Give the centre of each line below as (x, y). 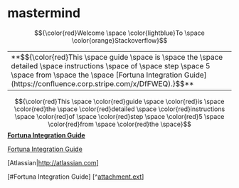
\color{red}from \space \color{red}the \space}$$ (119, 124)
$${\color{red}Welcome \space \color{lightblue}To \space (119, 33)
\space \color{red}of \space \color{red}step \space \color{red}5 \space (119, 116)
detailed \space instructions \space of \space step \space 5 (111, 66)
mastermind (44, 13)
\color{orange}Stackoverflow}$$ (119, 40)
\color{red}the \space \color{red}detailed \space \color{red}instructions (119, 109)
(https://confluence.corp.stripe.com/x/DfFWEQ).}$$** (102, 83)
